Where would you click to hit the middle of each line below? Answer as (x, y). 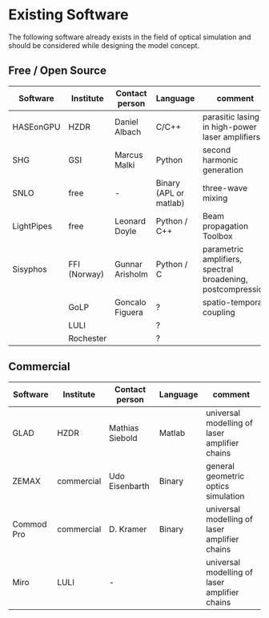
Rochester (87, 338)
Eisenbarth (129, 486)
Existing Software (68, 15)
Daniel (126, 122)
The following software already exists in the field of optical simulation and (130, 37)
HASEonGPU (36, 127)
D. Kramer (128, 529)
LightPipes (32, 226)
